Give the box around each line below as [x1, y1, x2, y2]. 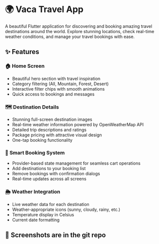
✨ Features [5, 48, 39, 56]
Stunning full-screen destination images [12, 116, 92, 122]
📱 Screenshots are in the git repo [5, 231, 106, 239]
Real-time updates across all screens [12, 176, 87, 182]
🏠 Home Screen [5, 63, 45, 70]
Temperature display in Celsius [12, 211, 74, 217]
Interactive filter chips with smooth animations [12, 86, 105, 92]
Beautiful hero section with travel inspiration [12, 75, 101, 81]
